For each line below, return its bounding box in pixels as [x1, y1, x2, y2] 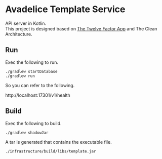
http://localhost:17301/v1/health [5, 92, 71, 98]
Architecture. [5, 31, 33, 37]
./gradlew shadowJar [5, 130, 49, 135]
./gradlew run [5, 73, 35, 78]
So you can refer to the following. [5, 82, 75, 88]
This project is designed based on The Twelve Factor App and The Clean [5, 25, 157, 31]
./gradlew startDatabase [5, 69, 58, 74]
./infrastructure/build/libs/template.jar [5, 148, 96, 154]
